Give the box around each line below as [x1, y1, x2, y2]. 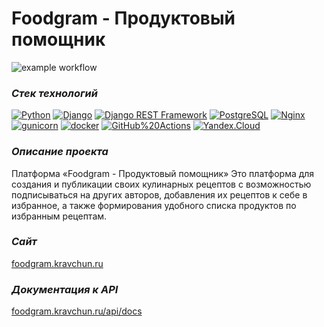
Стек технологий [11, 86, 98, 100]
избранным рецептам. [11, 210, 108, 222]
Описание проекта [11, 145, 109, 159]
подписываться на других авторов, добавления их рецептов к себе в [11, 188, 308, 201]
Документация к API [11, 282, 119, 296]
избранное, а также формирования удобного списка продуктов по [11, 199, 297, 211]
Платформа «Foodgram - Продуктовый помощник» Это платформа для [11, 167, 315, 179]
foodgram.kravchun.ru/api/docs [11, 305, 143, 317]
